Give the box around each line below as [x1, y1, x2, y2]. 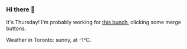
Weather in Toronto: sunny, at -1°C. [6, 37, 91, 44]
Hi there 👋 [6, 5, 35, 14]
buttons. [6, 25, 27, 32]
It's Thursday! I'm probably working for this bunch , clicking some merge [6, 19, 182, 26]
